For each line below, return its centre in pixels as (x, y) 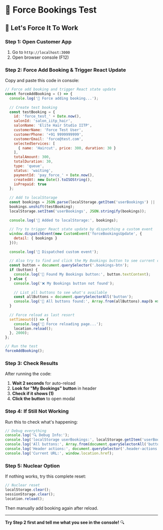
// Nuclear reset (23, 485)
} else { (18, 279)
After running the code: (28, 374)
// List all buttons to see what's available (61, 292)
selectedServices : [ (34, 143)
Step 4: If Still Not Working (37, 411)
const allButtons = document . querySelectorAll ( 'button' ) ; (73, 297)
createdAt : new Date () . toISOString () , (53, 180)
